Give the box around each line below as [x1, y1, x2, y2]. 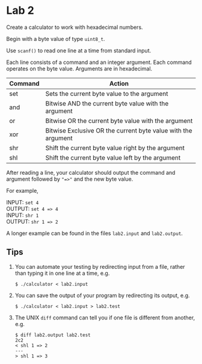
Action [109, 79, 129, 87]
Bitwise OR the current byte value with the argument [45, 116, 193, 125]
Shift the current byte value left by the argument [45, 153, 181, 162]
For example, [6, 187, 39, 194]
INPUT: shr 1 [6, 212, 39, 219]
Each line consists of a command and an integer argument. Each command [6, 58, 192, 66]
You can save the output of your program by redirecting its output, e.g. [14, 292, 191, 299]
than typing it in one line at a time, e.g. [14, 269, 110, 277]
